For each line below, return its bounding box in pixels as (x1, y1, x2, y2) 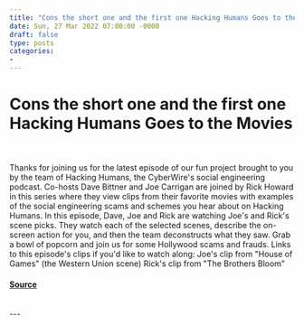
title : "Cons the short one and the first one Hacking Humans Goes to (9, 13, 281, 23)
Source (9, 279, 38, 290)
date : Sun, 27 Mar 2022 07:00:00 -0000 (9, 22, 160, 31)
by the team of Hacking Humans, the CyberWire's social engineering (9, 171, 265, 182)
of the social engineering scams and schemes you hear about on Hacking (9, 200, 284, 211)
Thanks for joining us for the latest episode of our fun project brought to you (9, 162, 294, 172)
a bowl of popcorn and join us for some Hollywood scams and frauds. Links (9, 238, 291, 249)
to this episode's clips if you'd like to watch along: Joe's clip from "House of (9, 248, 293, 259)
